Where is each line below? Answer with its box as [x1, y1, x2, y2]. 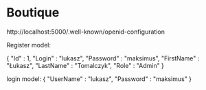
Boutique [6, 5, 60, 21]
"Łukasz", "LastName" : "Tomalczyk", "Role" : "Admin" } [6, 61, 164, 69]
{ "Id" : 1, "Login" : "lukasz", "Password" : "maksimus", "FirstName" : [6, 54, 200, 63]
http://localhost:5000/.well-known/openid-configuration [6, 27, 165, 36]
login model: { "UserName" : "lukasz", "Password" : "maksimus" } [6, 74, 192, 83]
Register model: [6, 41, 51, 49]
